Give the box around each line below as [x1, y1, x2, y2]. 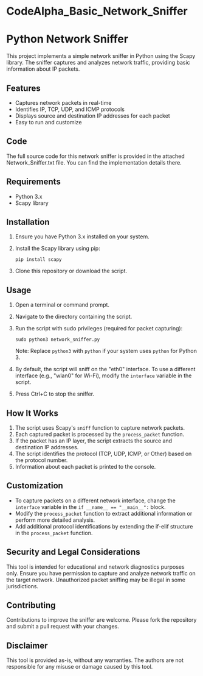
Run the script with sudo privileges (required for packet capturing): [15, 325, 183, 332]
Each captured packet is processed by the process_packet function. [15, 431, 185, 438]
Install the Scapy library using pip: [15, 245, 100, 252]
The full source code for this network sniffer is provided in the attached [6, 152, 185, 160]
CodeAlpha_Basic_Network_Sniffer [6, 4, 188, 18]
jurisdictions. [6, 582, 38, 589]
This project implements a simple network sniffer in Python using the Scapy [6, 52, 196, 60]
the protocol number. [15, 457, 68, 464]
